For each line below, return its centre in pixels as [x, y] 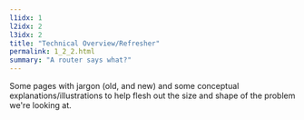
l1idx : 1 [26, 18]
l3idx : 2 [26, 35]
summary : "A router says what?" [70, 60]
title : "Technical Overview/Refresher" [85, 43]
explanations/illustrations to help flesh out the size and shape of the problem [152, 95]
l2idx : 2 [26, 26]
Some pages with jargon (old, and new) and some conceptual [124, 86]
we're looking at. [41, 105]
